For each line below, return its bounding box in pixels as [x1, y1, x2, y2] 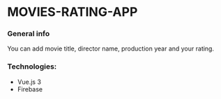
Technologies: [7, 62, 57, 71]
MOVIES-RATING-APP [7, 4, 138, 20]
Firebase [17, 84, 43, 93]
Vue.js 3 [17, 78, 42, 86]
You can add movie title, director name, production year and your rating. [7, 44, 215, 53]
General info [7, 29, 50, 39]
